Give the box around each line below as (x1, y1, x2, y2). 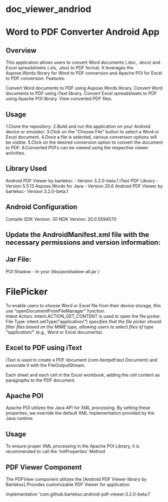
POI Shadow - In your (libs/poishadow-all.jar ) (5, 268, 100, 274)
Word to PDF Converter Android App (5, 26, 159, 38)
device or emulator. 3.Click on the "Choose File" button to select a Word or (5, 129, 159, 134)
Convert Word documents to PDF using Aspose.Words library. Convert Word (5, 85, 163, 91)
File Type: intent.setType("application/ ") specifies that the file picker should (5, 318, 161, 324)
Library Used (5, 164, 47, 173)
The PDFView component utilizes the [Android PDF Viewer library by (5, 476, 147, 483)
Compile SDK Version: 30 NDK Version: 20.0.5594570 (5, 216, 116, 222)
